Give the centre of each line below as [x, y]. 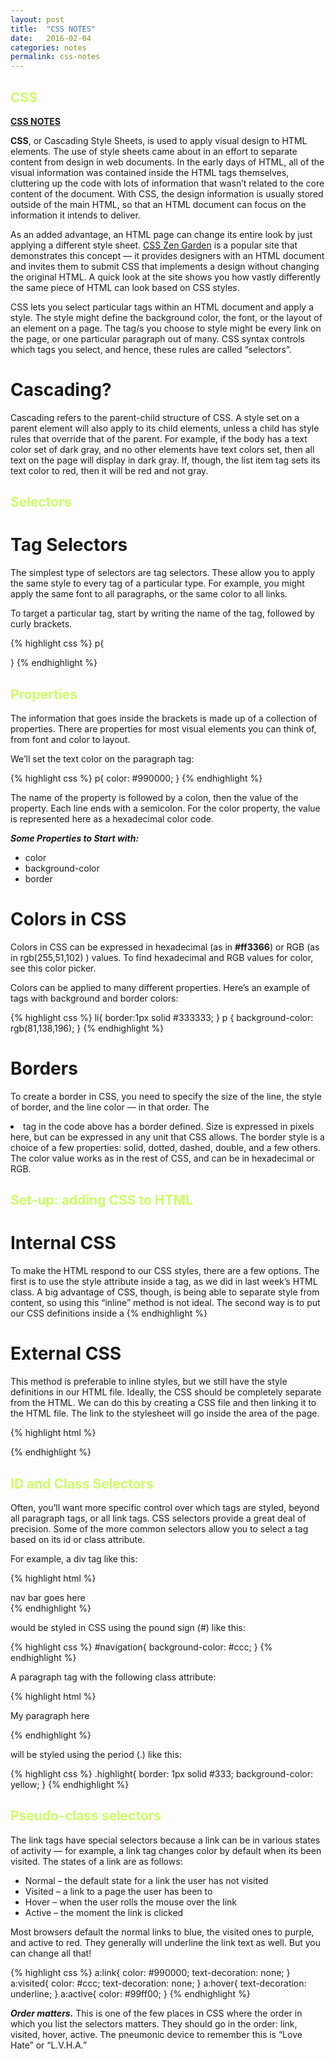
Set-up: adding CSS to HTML [101, 1200]
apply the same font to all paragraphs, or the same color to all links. [149, 594]
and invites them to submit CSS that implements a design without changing [165, 266]
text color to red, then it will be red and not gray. [109, 470]
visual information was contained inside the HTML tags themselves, [150, 172]
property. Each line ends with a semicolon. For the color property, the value [165, 808]
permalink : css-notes [55, 57]
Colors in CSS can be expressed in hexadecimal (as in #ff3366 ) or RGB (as [165, 947]
